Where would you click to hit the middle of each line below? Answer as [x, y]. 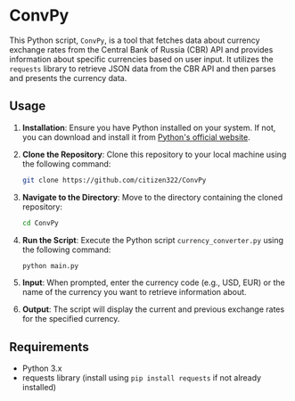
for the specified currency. [71, 319]
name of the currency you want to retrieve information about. [134, 292]
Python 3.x [42, 368]
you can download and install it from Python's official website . [136, 137]
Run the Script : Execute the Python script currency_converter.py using [152, 240]
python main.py [50, 266]
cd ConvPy [41, 223]
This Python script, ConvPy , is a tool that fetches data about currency [135, 40]
